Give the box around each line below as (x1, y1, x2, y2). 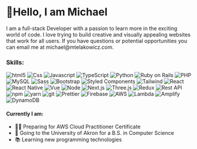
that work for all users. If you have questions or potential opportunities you (6, 37, 188, 44)
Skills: (6, 58, 25, 67)
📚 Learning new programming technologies (14, 136, 122, 143)
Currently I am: (6, 110, 44, 117)
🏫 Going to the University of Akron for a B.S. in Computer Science (14, 130, 175, 137)
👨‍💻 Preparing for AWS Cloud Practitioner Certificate (14, 123, 141, 130)
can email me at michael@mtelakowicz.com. (6, 44, 114, 51)
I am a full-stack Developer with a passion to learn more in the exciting (6, 25, 178, 32)
